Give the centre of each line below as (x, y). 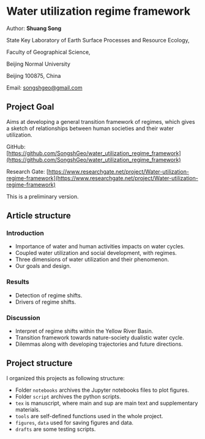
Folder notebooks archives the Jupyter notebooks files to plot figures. (102, 390)
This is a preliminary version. (43, 196)
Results (18, 282)
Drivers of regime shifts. (46, 302)
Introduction (25, 233)
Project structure (39, 363)
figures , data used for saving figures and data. (74, 422)
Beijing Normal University (38, 64)
